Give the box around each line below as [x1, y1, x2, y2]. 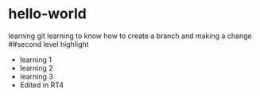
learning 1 [19, 55, 52, 64]
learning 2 [19, 63, 53, 72]
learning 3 [19, 71, 53, 81]
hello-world [8, 5, 87, 23]
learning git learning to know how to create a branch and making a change [8, 31, 252, 40]
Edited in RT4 [19, 80, 64, 90]
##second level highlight [8, 39, 89, 48]
